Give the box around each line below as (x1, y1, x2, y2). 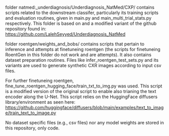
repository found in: (5, 26, 47, 32)
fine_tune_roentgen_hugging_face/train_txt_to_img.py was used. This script (5, 83, 162, 89)
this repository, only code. (5, 125, 60, 131)
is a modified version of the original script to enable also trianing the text (5, 88, 156, 94)
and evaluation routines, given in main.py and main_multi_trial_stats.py (5, 15, 152, 21)
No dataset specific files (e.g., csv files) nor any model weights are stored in (5, 120, 164, 125)
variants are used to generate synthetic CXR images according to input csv (5, 63, 162, 68)
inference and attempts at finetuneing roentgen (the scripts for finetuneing (5, 47, 161, 52)
